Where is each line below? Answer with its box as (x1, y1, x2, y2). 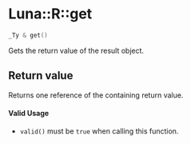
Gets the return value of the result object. (8, 46, 145, 55)
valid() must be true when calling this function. (19, 126, 179, 136)
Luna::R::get (8, 5, 93, 23)
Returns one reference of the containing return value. (8, 90, 184, 100)
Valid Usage (8, 109, 50, 118)
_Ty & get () (8, 31, 48, 39)
